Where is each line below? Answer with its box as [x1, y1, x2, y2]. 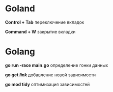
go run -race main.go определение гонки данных [5, 62, 108, 68]
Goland [5, 3, 35, 14]
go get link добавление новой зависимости [5, 72, 96, 78]
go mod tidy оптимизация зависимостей [5, 81, 90, 87]
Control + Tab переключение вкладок [5, 19, 85, 25]
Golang [5, 46, 35, 57]
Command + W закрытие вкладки [5, 29, 76, 34]
